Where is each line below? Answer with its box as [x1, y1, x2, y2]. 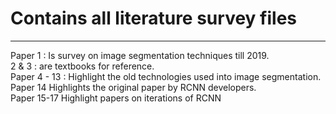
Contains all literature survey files [10, 7, 297, 30]
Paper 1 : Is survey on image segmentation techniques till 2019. [10, 49, 270, 61]
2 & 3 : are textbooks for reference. [10, 60, 155, 72]
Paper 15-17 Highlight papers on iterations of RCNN [10, 92, 222, 104]
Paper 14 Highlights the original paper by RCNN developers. [10, 81, 257, 93]
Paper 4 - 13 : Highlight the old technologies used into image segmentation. [10, 70, 322, 82]
